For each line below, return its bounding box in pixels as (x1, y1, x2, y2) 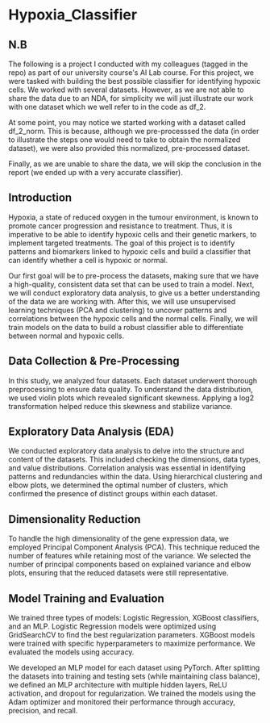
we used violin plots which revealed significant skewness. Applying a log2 (8, 393, 255, 403)
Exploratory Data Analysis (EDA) (8, 425, 175, 439)
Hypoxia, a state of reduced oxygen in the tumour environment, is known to (8, 212, 259, 222)
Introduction (8, 191, 73, 205)
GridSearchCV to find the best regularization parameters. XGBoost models (8, 630, 255, 640)
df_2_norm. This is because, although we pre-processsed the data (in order (8, 127, 260, 136)
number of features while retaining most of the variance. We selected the (8, 551, 251, 561)
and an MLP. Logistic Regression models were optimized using (8, 621, 217, 631)
